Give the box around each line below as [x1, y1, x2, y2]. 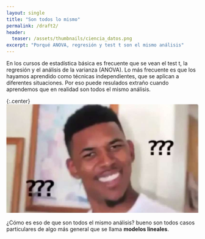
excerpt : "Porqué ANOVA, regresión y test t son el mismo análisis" [6, 42, 184, 48]
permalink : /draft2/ [6, 23, 59, 29]
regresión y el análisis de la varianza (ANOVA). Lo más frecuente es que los [6, 66, 196, 73]
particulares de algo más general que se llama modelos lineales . [6, 225, 170, 232]
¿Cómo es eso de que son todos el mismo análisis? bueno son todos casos [6, 219, 195, 226]
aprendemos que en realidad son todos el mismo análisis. [6, 86, 151, 93]
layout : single [6, 10, 45, 16]
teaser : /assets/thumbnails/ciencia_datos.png [12, 35, 132, 42]
